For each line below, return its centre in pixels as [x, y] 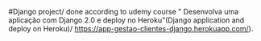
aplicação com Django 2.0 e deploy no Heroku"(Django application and [126, 20]
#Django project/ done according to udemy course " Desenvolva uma [124, 12]
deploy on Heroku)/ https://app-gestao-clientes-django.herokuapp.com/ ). [131, 29]
